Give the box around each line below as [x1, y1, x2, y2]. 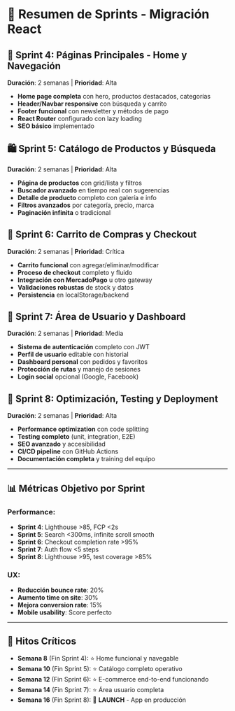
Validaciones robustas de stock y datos [17, 283, 134, 291]
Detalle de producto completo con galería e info [17, 193, 157, 202]
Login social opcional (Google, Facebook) [17, 372, 139, 381]
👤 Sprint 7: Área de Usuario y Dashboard [7, 311, 186, 323]
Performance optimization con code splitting [17, 425, 149, 433]
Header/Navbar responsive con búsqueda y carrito [17, 99, 167, 108]
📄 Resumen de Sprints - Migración [7, 6, 210, 22]
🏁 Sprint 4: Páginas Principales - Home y [7, 49, 187, 61]
